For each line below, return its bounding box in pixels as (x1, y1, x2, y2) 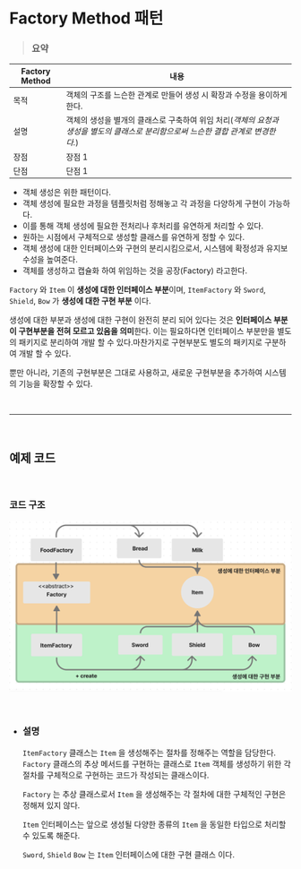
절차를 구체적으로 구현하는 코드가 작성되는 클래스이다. (21, 770, 210, 780)
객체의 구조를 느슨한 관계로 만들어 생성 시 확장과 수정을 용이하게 (65, 90, 288, 100)
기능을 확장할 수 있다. (18, 378, 93, 390)
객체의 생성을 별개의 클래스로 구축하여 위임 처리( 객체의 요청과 (65, 115, 279, 125)
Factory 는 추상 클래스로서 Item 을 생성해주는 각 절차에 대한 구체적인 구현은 (21, 788, 287, 799)
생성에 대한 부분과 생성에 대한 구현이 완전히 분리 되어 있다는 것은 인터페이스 (9, 314, 272, 325)
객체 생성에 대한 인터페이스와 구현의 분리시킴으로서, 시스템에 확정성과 (21, 243, 264, 254)
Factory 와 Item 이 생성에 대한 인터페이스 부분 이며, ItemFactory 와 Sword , (9, 284, 266, 296)
